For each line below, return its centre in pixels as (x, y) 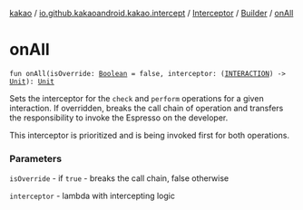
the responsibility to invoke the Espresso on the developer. (119, 118)
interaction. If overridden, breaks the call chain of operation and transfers (147, 108)
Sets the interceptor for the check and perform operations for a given (137, 98)
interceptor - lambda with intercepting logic (92, 196)
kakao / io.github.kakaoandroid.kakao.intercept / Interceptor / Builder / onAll (151, 13)
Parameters (35, 158)
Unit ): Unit (32, 81)
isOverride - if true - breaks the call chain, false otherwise (119, 178)
